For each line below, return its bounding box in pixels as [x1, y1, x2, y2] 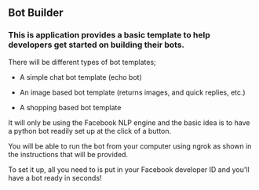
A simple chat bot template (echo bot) [19, 72, 143, 81]
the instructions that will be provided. [8, 149, 128, 159]
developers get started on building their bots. [8, 39, 185, 50]
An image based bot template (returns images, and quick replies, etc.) [19, 88, 246, 97]
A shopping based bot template [19, 102, 122, 112]
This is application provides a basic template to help [8, 30, 210, 41]
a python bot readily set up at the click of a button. [8, 126, 172, 135]
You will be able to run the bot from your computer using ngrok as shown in [8, 141, 252, 151]
